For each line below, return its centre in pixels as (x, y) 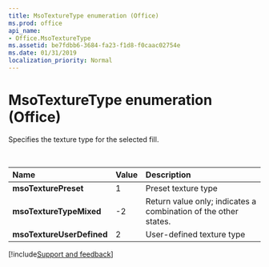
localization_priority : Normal (60, 61)
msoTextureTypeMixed (57, 211)
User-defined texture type (195, 234)
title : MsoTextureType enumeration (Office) (84, 16)
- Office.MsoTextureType (50, 38)
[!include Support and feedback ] (61, 254)
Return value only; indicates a (201, 201)
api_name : (25, 30)
